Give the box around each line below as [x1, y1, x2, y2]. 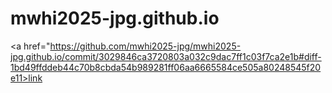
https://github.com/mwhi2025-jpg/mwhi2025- [49, 40, 242, 52]
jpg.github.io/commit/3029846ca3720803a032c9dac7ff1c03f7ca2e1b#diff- [10, 50, 322, 62]
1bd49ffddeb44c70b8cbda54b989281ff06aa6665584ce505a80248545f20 [10, 61, 322, 73]
